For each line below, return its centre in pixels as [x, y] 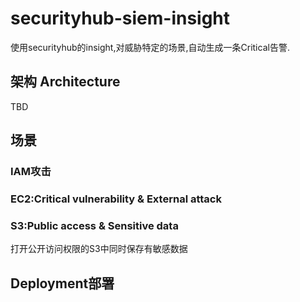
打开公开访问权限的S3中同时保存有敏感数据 [99, 249]
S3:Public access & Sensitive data [94, 225]
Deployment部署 [62, 283]
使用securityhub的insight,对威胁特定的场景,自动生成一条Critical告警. [150, 47]
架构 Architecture [65, 82]
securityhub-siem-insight [120, 18]
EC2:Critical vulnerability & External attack [116, 199]
